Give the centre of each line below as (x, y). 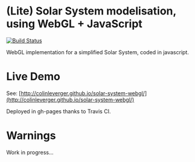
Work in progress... (30, 152)
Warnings (31, 136)
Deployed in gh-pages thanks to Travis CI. (59, 111)
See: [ (14, 93)
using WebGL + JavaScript (75, 24)
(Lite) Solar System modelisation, (91, 11)
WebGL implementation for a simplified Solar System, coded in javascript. (97, 52)
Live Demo (33, 77)
